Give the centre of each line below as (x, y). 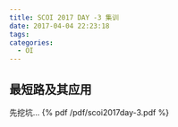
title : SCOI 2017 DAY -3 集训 (64, 17)
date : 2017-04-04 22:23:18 (59, 26)
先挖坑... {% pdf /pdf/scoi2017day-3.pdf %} (89, 112)
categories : (31, 42)
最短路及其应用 (51, 89)
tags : (19, 34)
